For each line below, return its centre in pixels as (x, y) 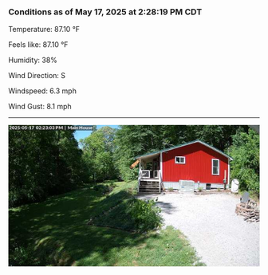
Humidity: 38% (33, 60)
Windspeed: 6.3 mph (43, 91)
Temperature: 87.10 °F (44, 29)
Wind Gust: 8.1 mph (40, 107)
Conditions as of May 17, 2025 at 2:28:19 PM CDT (105, 12)
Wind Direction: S (37, 76)
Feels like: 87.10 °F (38, 45)
